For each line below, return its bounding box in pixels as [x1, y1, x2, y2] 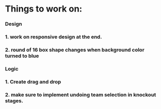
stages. [5, 97, 23, 104]
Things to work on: [5, 3, 82, 14]
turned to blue [5, 52, 39, 59]
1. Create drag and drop [5, 78, 62, 85]
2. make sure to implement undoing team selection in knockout [5, 91, 156, 98]
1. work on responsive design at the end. [5, 34, 102, 41]
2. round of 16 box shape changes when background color [5, 46, 145, 53]
